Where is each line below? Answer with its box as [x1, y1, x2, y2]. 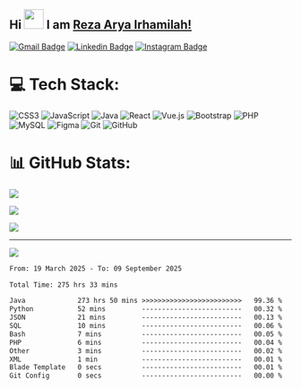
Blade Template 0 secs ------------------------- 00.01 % [9, 363, 282, 372]
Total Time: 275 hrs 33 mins [9, 280, 118, 290]
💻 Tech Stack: [9, 74, 120, 94]
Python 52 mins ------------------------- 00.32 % [9, 305, 282, 314]
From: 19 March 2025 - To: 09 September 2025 [9, 264, 182, 273]
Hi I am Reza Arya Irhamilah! [9, 17, 193, 32]
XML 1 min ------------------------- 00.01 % [9, 355, 282, 364]
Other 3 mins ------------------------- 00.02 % [9, 346, 282, 355]
